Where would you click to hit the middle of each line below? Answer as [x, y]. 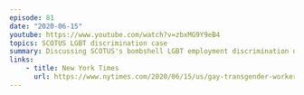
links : [22, 60]
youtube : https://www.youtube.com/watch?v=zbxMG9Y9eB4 [115, 34]
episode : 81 [32, 18]
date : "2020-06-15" [46, 26]
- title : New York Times [72, 69]
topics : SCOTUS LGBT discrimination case [89, 43]
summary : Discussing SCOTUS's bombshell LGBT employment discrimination [149, 52]
